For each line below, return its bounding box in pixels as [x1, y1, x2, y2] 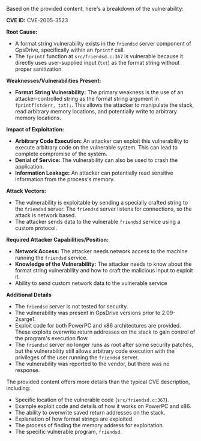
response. [14, 367, 40, 374]
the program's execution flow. [14, 335, 89, 341]
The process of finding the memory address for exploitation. [14, 422, 164, 428]
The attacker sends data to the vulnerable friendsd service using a [14, 218, 181, 225]
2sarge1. [14, 316, 36, 323]
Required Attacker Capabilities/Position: [6, 236, 109, 243]
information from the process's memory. [14, 176, 115, 182]
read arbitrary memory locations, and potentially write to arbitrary [14, 108, 177, 115]
